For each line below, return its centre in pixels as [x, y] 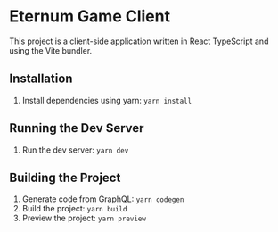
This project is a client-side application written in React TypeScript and [139, 41]
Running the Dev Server [77, 128]
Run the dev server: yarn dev [75, 150]
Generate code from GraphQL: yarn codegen [103, 199]
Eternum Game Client [90, 17]
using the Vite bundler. [51, 50]
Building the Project [65, 177]
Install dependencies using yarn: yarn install [107, 100]
